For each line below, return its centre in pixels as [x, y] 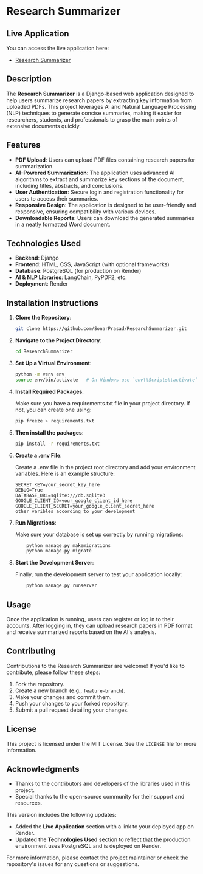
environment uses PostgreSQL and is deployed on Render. [88, 846]
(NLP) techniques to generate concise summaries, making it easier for [94, 113]
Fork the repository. [40, 684]
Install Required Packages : [49, 391]
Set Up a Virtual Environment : [53, 363]
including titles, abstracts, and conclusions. [69, 185]
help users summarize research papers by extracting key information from [99, 100]
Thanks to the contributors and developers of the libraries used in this [102, 784]
